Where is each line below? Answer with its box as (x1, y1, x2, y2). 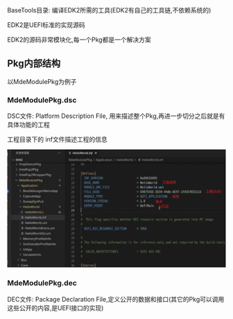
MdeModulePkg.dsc (7, 95, 77, 105)
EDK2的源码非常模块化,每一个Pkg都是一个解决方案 (7, 35, 151, 44)
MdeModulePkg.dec (7, 278, 78, 288)
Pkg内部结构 (7, 58, 61, 69)
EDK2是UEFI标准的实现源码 (7, 21, 85, 29)
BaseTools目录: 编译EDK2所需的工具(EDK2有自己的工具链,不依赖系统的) (7, 6, 212, 14)
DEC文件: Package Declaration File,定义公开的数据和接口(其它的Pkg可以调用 (7, 295, 225, 303)
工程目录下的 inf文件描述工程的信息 (7, 135, 107, 144)
